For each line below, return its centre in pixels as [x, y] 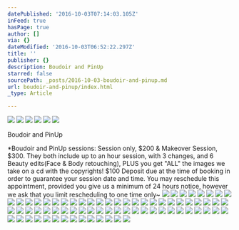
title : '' [22, 54]
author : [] [24, 34]
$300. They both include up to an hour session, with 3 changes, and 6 [111, 156]
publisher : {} [29, 61]
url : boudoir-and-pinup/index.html [60, 87]
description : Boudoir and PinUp [55, 67]
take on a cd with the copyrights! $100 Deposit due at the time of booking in [119, 171]
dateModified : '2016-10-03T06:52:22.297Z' [71, 47]
